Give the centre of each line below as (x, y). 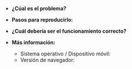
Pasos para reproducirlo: (42, 20)
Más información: (33, 42)
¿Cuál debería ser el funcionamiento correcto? (69, 31)
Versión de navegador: (47, 60)
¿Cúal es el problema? (39, 8)
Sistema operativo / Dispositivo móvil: (65, 54)
